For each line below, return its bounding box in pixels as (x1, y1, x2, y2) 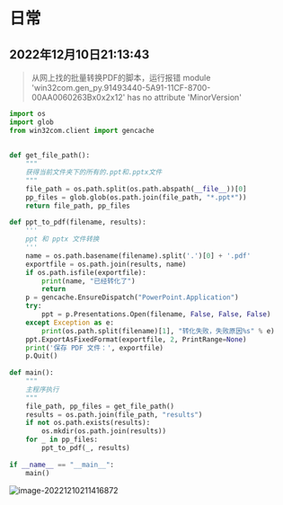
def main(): (9, 368, 54, 377)
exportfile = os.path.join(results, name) (25, 260, 187, 269)
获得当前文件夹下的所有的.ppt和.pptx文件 (25, 168, 163, 177)
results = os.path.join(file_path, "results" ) (25, 410, 203, 419)
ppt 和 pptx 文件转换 (25, 235, 100, 244)
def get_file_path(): (9, 151, 91, 160)
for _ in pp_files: (25, 435, 99, 445)
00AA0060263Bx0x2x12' (31, 92, 126, 102)
